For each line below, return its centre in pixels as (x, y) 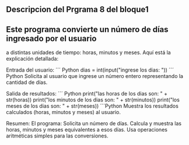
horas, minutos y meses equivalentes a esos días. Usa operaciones (87, 130)
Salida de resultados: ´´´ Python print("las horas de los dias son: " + (87, 94)
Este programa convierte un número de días (87, 29)
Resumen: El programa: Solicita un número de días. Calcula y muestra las (94, 123)
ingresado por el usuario (51, 38)
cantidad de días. (27, 82)
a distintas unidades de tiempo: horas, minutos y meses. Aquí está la (88, 52)
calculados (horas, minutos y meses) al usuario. (64, 112)
